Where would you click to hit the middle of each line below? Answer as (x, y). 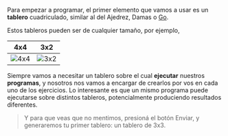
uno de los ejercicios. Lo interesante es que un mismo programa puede (107, 90)
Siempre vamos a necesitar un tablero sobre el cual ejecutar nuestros (106, 76)
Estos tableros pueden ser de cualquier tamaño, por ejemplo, (93, 30)
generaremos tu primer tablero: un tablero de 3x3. (95, 125)
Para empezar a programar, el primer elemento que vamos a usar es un (108, 10)
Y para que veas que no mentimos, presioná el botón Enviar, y (112, 118)
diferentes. (22, 105)
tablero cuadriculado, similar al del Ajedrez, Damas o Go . (88, 17)
